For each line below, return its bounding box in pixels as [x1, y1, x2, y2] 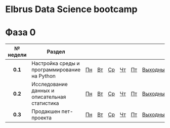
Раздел [47, 48, 65, 55]
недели [8, 52, 27, 59]
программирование [31, 66, 81, 73]
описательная [31, 94, 66, 101]
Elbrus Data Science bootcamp [5, 4, 138, 15]
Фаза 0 [5, 27, 36, 38]
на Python [31, 72, 56, 79]
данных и [31, 87, 55, 94]
